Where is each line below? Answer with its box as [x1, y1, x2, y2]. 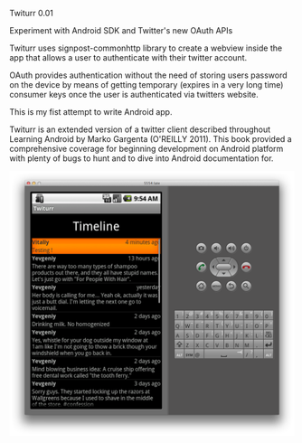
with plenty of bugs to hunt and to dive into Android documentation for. [9, 153, 274, 164]
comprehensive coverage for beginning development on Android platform [9, 144, 284, 154]
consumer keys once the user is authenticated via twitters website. [9, 90, 260, 99]
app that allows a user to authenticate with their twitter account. [9, 52, 248, 62]
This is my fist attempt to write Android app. [9, 107, 173, 117]
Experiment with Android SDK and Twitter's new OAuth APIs [9, 25, 233, 35]
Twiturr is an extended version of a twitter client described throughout [9, 124, 271, 135]
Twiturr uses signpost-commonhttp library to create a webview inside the [9, 42, 283, 53]
